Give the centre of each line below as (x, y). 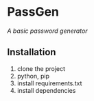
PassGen (33, 12)
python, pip (33, 76)
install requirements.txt (49, 83)
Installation (32, 52)
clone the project (41, 68)
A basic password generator (47, 31)
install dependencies (46, 90)
